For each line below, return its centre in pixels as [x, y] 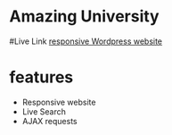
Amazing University [84, 17]
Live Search [44, 111]
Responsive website [59, 102]
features [41, 77]
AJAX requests [49, 121]
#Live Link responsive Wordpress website [86, 41]
